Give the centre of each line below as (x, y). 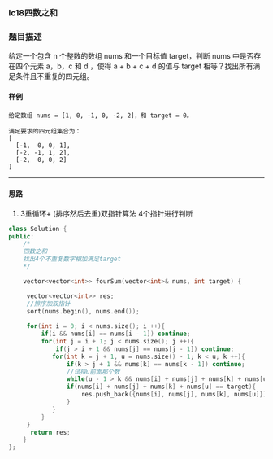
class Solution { (38, 229)
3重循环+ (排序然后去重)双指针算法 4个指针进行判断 (106, 213)
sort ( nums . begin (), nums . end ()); (83, 311)
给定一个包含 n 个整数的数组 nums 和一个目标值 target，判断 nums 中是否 (131, 56)
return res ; (50, 432)
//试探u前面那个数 (93, 372)
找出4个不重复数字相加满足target (72, 259)
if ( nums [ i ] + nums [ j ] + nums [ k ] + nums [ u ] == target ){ (161, 387)
